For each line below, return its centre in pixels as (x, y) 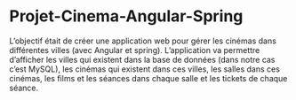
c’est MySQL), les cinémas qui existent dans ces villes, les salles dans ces (144, 69)
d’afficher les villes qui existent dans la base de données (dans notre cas (142, 59)
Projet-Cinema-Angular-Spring (126, 16)
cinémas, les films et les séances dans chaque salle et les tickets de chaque (148, 78)
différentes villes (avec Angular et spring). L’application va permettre (135, 50)
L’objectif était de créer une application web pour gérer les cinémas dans (143, 41)
